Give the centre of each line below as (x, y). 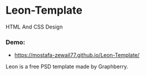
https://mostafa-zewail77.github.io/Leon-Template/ (77, 55)
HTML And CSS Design (34, 27)
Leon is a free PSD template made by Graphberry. (67, 66)
